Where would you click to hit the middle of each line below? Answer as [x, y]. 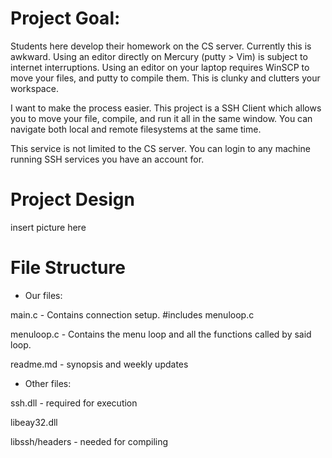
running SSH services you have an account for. [107, 159]
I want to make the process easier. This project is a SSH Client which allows [166, 108]
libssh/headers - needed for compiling [89, 441]
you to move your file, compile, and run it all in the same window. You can [161, 118]
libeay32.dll [34, 422]
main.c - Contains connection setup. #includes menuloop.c [132, 314]
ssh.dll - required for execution [74, 403]
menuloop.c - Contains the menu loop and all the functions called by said [161, 334]
